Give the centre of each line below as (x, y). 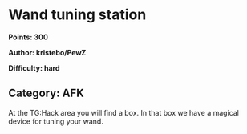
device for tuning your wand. (56, 121)
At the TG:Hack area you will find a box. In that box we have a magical (123, 112)
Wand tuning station (77, 15)
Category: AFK (46, 93)
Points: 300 (28, 37)
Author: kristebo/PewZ (47, 52)
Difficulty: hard (34, 68)
